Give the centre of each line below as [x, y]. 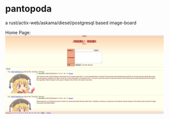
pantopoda [28, 9]
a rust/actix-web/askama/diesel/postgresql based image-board [71, 23]
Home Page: [18, 32]
